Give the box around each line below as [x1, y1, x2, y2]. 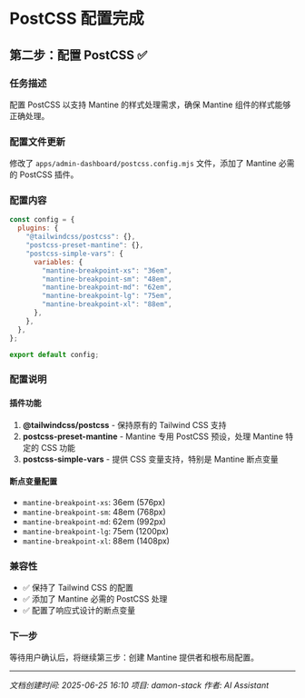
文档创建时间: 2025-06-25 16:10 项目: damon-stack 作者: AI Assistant [9, 680, 270, 691]
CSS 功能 [40, 442, 75, 453]
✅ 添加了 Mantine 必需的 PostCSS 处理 [22, 593, 168, 604]
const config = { [9, 215, 75, 224]
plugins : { [17, 224, 59, 233]
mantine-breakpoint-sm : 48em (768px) [22, 506, 166, 517]
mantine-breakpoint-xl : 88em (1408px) [22, 535, 171, 546]
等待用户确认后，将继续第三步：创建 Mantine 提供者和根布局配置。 [9, 652, 260, 663]
